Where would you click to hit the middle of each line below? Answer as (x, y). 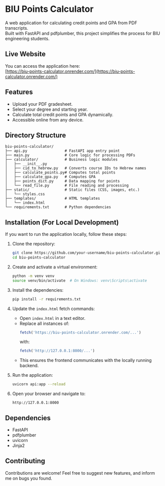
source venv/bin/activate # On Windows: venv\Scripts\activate (80, 280)
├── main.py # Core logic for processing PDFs (70, 155)
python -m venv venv (33, 276)
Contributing (25, 461)
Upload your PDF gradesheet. (42, 104)
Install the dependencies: (38, 290)
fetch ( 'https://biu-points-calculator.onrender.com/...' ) (80, 332)
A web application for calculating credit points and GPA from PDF (71, 23)
